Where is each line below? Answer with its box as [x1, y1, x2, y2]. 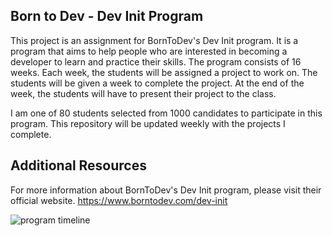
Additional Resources [10, 157, 147, 174]
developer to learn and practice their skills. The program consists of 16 [10, 55, 302, 68]
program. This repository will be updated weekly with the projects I [10, 117, 286, 129]
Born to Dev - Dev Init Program [10, 8, 204, 25]
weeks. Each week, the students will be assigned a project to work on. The [10, 66, 318, 78]
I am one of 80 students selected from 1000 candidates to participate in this [10, 107, 323, 119]
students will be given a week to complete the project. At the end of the [10, 77, 305, 89]
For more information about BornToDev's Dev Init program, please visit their [10, 184, 322, 196]
